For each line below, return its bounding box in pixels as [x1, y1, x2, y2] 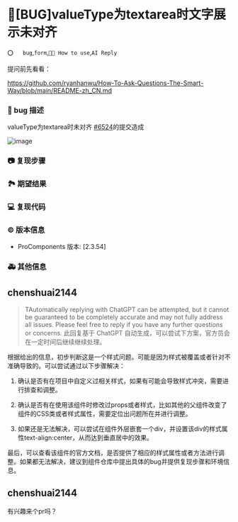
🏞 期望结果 [7, 179, 47, 189]
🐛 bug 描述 [7, 105, 45, 115]
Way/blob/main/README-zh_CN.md [7, 86, 112, 94]
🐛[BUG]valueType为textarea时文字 [7, 6, 214, 23]
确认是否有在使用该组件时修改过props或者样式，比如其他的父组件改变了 [17, 401, 227, 409]
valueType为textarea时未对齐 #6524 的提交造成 [7, 123, 144, 131]
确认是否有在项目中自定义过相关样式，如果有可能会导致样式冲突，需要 [17, 377, 223, 385]
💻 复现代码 [7, 202, 46, 211]
